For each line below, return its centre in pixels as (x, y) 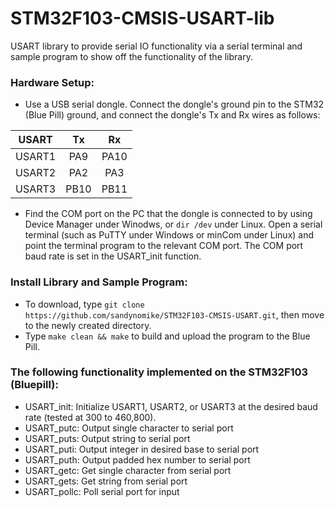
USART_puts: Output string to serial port (107, 438)
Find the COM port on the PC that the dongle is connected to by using (168, 214)
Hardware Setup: (52, 82)
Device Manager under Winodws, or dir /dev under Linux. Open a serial (173, 224)
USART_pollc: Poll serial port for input (102, 491)
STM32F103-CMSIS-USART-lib (142, 18)
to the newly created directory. (88, 325)
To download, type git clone (84, 304)
